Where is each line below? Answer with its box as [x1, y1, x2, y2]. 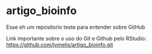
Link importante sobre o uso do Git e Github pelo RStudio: [6, 35, 147, 42]
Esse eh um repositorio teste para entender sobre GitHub [6, 23, 145, 31]
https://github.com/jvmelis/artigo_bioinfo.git [6, 41, 114, 48]
